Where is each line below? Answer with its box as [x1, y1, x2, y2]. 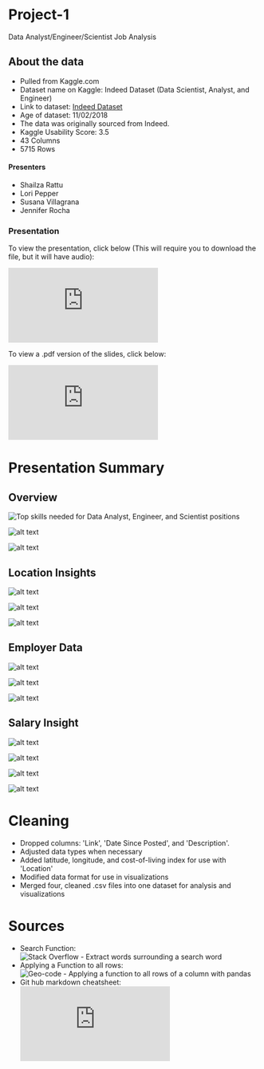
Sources [8, 917, 65, 935]
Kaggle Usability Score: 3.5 [19, 127, 109, 136]
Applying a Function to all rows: [19, 960, 124, 970]
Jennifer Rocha [19, 205, 70, 215]
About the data [8, 55, 85, 69]
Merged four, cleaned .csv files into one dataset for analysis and [19, 880, 231, 890]
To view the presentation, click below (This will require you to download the [8, 243, 257, 253]
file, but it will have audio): [8, 252, 95, 262]
